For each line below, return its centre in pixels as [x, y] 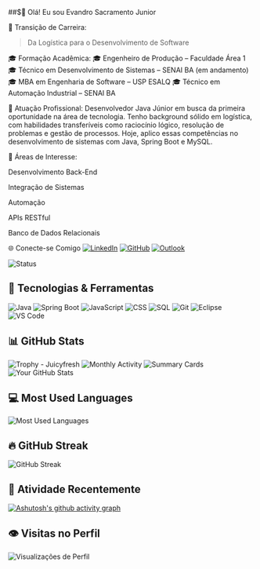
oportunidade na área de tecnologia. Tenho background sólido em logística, [130, 117]
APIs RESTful [29, 217]
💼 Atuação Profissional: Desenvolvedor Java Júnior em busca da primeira [126, 108]
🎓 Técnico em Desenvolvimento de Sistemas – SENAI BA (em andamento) [128, 70]
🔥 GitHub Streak [48, 445]
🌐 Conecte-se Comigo [44, 248]
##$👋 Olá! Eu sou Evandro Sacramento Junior [82, 12]
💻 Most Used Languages [70, 398]
